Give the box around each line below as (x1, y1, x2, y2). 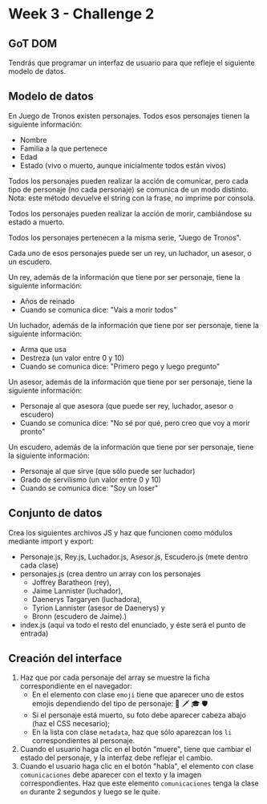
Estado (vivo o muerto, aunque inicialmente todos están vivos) (19, 160, 227, 170)
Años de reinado (19, 296, 75, 305)
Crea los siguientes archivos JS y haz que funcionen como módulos (8, 527, 233, 537)
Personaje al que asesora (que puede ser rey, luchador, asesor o (19, 401, 234, 410)
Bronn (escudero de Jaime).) (31, 611, 127, 621)
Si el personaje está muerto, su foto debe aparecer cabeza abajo (31, 710, 247, 720)
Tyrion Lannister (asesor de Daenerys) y (31, 603, 166, 612)
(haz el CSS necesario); (31, 719, 111, 729)
